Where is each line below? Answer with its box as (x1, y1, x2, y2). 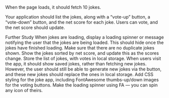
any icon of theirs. (5, 87, 43, 93)
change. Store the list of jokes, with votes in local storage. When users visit (5, 55, 161, 61)
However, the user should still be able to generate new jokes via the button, (5, 66, 162, 72)
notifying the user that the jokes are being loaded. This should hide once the (5, 39, 164, 45)
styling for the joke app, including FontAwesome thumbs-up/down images (5, 77, 159, 82)
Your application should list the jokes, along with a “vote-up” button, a (5, 14, 150, 19)
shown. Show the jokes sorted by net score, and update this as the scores (5, 50, 159, 56)
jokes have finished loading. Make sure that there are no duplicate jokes (5, 45, 155, 50)
